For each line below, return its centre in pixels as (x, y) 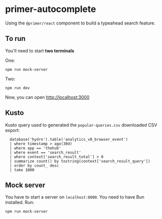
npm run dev (17, 88)
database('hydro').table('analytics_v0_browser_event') (69, 139)
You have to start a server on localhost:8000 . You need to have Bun (75, 197)
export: (12, 130)
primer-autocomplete (51, 9)
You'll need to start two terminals (40, 50)
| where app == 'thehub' (35, 148)
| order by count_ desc (34, 166)
